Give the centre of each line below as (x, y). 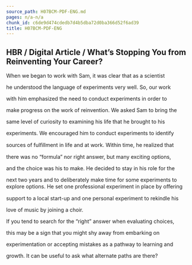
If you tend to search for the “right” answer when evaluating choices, (90, 221)
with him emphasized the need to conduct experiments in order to (87, 99)
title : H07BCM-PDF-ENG (34, 28)
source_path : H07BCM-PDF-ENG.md (46, 12)
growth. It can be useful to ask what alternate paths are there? (82, 256)
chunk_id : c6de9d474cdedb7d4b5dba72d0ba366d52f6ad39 (73, 23)
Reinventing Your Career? (55, 61)
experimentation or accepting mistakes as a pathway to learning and (90, 244)
